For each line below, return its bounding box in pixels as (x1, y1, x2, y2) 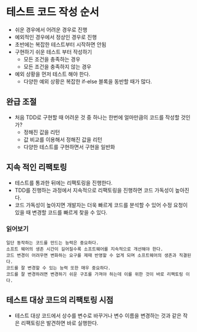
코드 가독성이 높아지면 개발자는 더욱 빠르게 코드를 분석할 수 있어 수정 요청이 (14, 201, 188, 208)
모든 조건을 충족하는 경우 (23, 56, 81, 63)
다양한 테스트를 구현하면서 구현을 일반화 (23, 143, 116, 150)
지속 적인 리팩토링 (6, 162, 67, 172)
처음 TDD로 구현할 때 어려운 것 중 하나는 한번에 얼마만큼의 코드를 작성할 (14, 114, 180, 121)
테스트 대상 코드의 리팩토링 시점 (6, 295, 114, 305)
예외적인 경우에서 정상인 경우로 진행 (14, 33, 97, 40)
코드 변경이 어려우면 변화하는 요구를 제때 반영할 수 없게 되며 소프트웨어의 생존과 (6, 252, 177, 258)
